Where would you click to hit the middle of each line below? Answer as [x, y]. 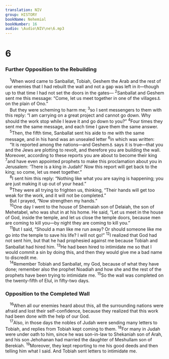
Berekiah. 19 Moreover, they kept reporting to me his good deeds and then [82, 345]
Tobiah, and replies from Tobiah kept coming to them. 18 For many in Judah [83, 328]
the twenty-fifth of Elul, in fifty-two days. [48, 281]
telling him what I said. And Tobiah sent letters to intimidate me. [71, 351]
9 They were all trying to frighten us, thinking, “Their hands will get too [82, 189]
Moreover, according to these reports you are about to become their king [81, 155]
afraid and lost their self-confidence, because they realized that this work [82, 311]
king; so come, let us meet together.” [44, 172]
